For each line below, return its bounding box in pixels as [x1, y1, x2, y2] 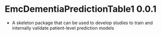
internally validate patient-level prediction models [12, 25, 114, 31]
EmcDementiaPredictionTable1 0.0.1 [5, 3, 156, 15]
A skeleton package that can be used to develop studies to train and [12, 20, 153, 26]
